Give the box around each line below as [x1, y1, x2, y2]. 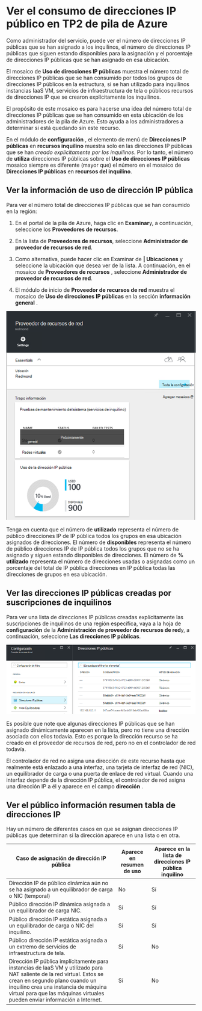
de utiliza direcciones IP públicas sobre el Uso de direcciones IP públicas [6, 155, 191, 162]
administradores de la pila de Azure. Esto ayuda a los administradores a [6, 117, 183, 125]
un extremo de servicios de [8, 943, 76, 950]
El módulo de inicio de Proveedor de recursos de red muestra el [14, 286, 175, 293]
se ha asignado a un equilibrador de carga [8, 886, 113, 893]
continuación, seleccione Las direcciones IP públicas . [6, 632, 141, 640]
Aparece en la [154, 845, 191, 852]
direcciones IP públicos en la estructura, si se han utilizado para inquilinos [6, 80, 189, 88]
